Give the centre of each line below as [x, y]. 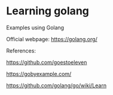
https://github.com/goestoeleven [47, 62]
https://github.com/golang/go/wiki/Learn [56, 85]
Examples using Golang [35, 27]
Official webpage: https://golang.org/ [52, 39]
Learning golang [48, 11]
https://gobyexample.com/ [39, 73]
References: [21, 50]
